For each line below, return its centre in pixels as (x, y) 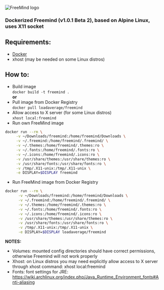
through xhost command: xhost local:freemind (59, 266)
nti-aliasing (23, 282)
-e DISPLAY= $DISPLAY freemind (47, 173)
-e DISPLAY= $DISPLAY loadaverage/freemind (62, 232)
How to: (17, 75)
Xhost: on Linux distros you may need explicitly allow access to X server (85, 262)
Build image (24, 86)
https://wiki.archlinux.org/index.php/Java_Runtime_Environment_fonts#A (85, 277)
